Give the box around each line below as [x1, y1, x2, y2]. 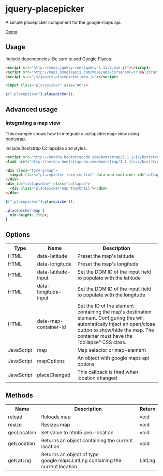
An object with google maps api [77, 355, 149, 361]
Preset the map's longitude [77, 261, 139, 267]
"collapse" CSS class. [77, 339, 127, 345]
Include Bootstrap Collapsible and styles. [5, 145, 87, 151]
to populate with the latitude [77, 275, 141, 281]
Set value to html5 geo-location [41, 429, 114, 436]
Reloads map [41, 413, 71, 420]
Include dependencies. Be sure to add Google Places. [5, 56, 113, 62]
